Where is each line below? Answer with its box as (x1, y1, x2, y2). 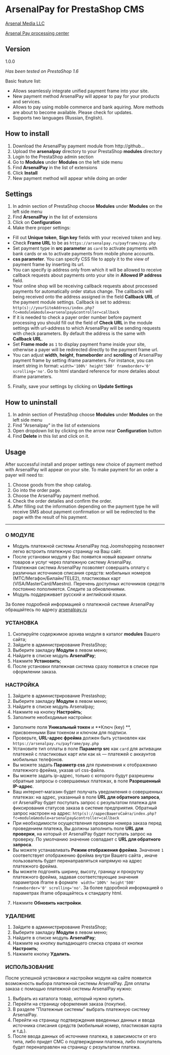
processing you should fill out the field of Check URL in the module (12, 320, 153, 326)
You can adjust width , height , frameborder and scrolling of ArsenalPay (12, 352, 163, 358)
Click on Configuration (12, 219, 61, 225)
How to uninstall (5, 398, 58, 406)
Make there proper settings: (12, 224, 71, 231)
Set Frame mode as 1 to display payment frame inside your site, (12, 341, 146, 348)
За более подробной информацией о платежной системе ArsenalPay (5, 601, 154, 608)
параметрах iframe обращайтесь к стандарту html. (12, 890, 122, 896)
